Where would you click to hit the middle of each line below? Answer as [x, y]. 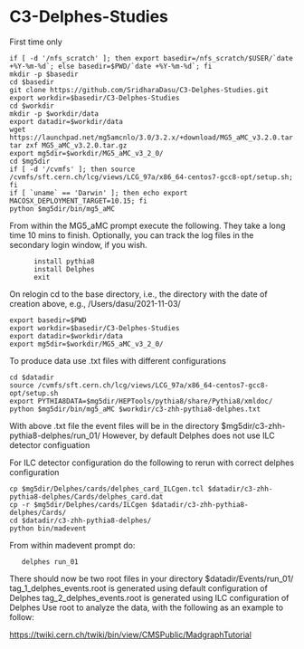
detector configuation [50, 444]
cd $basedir [32, 82]
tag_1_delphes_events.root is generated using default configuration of [139, 588]
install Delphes [64, 269]
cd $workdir [32, 106]
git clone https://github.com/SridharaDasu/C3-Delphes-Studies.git [139, 90]
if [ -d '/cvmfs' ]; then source [72, 169]
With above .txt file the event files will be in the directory [114, 425]
